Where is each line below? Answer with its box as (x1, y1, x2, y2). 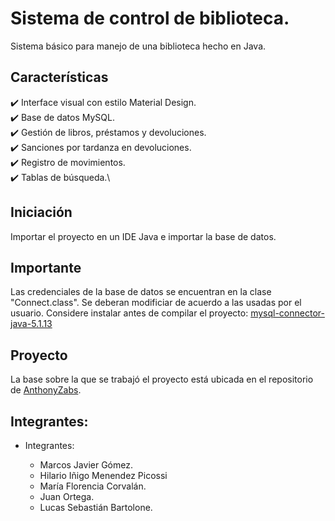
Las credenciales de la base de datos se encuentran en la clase (10, 286, 272, 298)
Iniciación (10, 204, 73, 221)
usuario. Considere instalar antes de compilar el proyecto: (10, 307, 249, 319)
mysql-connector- (250, 307, 325, 319)
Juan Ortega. (39, 491, 95, 502)
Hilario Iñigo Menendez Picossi (39, 470, 168, 481)
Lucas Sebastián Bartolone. (39, 502, 153, 513)
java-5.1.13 (10, 318, 53, 330)
